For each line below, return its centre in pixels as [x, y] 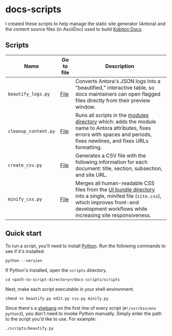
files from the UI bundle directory [115, 189]
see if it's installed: [25, 251]
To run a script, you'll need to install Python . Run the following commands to [85, 246]
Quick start [24, 234]
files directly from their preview [113, 100]
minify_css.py [25, 199]
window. [85, 107]
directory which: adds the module [116, 122]
